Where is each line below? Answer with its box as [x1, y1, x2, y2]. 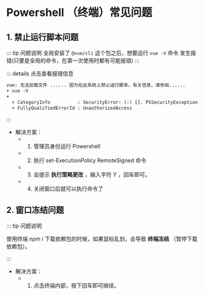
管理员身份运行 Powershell [33, 143, 101, 150]
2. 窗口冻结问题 [6, 204, 64, 215]
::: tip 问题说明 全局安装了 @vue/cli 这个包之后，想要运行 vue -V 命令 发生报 [6, 50, 197, 56]
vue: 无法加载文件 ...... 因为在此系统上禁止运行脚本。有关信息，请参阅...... [6, 82, 186, 88]
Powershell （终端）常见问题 [6, 6, 153, 20]
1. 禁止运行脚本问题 [6, 32, 79, 42]
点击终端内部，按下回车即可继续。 [33, 282, 120, 289]
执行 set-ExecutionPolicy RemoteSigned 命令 [33, 157, 147, 164]
